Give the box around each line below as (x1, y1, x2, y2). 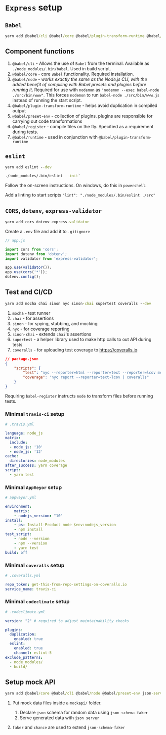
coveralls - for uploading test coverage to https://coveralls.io (12, 346, 137, 353)
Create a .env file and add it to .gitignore (5, 228, 90, 234)
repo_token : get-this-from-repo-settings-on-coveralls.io (5, 582, 127, 587)
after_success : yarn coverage (5, 463, 68, 468)
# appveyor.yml (5, 495, 37, 500)
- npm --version (14, 540, 48, 546)
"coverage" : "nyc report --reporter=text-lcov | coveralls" (23, 375, 149, 380)
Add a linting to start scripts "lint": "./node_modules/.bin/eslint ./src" (5, 192, 156, 198)
